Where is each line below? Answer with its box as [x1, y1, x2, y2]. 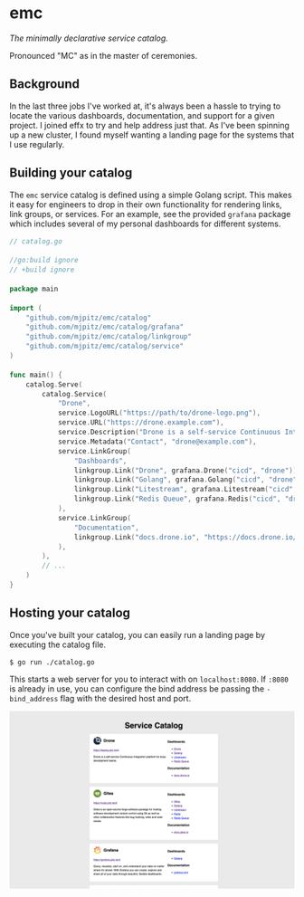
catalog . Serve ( [25, 379, 83, 389]
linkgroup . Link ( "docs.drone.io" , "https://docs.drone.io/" [73, 532, 301, 541]
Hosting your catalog [9, 606, 131, 621]
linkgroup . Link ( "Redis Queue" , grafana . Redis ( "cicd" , [73, 494, 281, 504]
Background [9, 76, 80, 92]
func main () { [9, 370, 63, 379]
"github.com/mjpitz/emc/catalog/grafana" [25, 322, 184, 332]
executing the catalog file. [9, 639, 107, 650]
